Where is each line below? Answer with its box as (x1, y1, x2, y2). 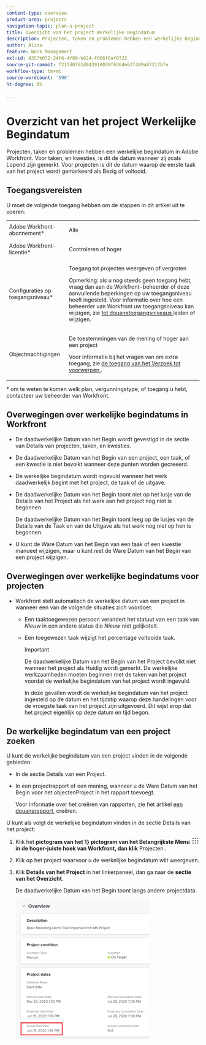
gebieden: (6, 759, 32, 766)
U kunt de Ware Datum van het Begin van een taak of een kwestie (15, 540, 182, 548)
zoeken (6, 735, 36, 746)
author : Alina (6, 42, 43, 48)
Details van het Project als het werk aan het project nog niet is (15, 497, 172, 504)
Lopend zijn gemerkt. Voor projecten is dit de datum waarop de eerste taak (6, 161, 196, 169)
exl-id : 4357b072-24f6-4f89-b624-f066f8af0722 (6, 55, 128, 61)
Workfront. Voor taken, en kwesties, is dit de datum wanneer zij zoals (6, 154, 181, 162)
